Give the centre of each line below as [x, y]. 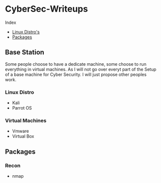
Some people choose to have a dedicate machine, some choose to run [76, 64]
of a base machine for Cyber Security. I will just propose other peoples [76, 74]
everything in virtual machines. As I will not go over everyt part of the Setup [81, 69]
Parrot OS [22, 108]
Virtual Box [23, 136]
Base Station [25, 52]
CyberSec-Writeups [47, 9]
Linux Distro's [26, 32]
